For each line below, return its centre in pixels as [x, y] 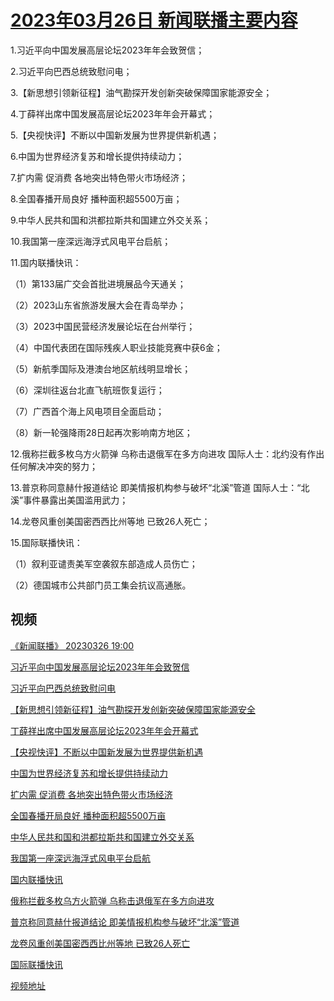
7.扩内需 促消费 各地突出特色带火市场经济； [99, 177]
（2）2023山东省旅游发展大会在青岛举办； [98, 305]
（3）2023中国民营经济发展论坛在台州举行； [103, 326]
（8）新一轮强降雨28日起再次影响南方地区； [101, 432]
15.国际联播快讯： [46, 542]
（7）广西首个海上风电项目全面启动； [87, 411]
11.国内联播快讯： [46, 262]
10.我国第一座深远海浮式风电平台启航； [91, 241]
